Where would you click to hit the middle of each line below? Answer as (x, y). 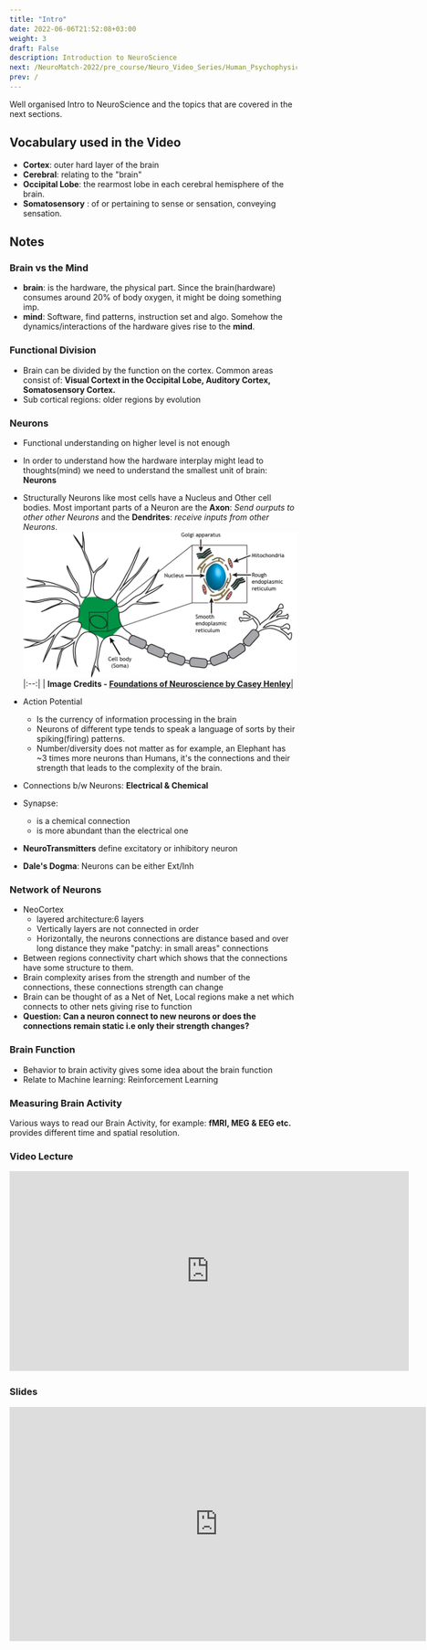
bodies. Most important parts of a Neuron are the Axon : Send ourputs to (158, 507)
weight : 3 (28, 38)
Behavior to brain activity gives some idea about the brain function (148, 1070)
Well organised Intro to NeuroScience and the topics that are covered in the (151, 104)
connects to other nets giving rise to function (107, 1007)
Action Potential (52, 702)
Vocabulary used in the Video (95, 143)
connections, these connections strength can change (123, 988)
